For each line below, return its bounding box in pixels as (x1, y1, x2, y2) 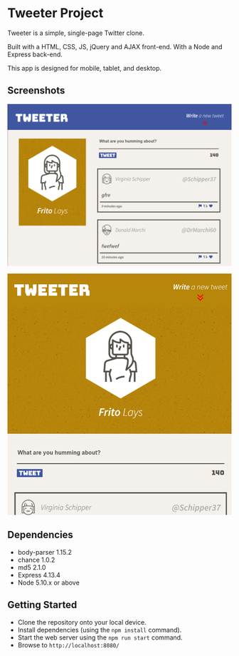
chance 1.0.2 (17, 555, 55, 564)
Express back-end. (7, 50, 63, 59)
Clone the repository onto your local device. (17, 617, 147, 626)
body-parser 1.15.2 (17, 547, 73, 556)
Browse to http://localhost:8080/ (17, 640, 119, 649)
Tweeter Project (7, 5, 104, 21)
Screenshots (7, 84, 65, 97)
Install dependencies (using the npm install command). (17, 625, 182, 634)
